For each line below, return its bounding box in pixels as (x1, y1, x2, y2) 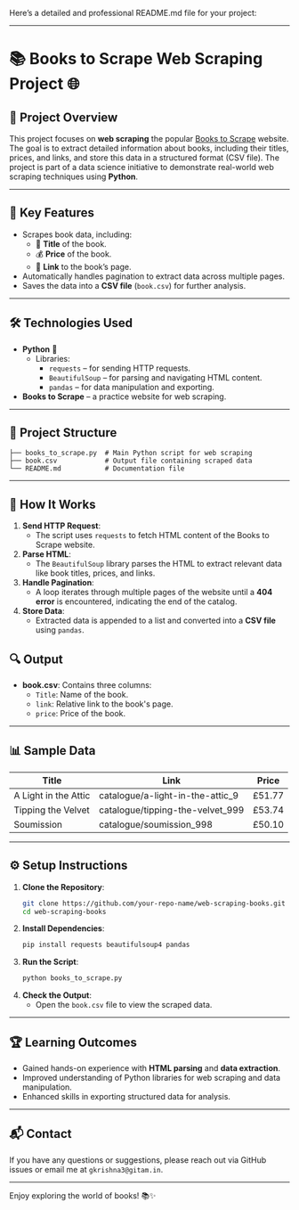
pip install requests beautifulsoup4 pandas (21, 940, 190, 950)
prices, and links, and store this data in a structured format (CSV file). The (9, 152, 280, 163)
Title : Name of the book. (35, 690, 129, 700)
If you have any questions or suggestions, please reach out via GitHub (9, 1154, 267, 1165)
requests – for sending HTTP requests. (48, 363, 191, 373)
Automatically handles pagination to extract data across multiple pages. (21, 271, 286, 282)
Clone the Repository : (21, 881, 105, 892)
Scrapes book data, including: (21, 229, 133, 240)
